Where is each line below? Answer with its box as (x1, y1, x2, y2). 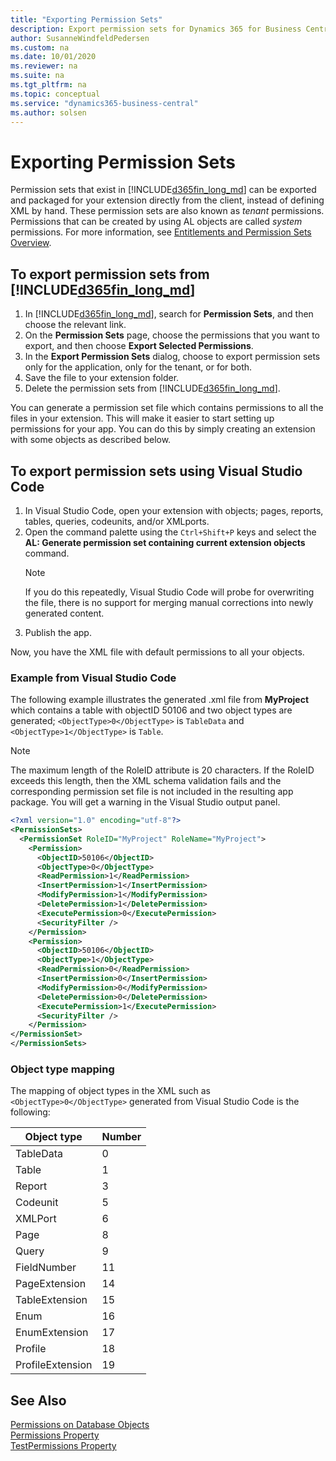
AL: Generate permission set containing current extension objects (24, 536, 306, 548)
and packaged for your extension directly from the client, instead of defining (10, 194, 325, 206)
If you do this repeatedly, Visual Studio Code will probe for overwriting (24, 586, 315, 598)
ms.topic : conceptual (10, 89, 101, 99)
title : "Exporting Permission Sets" (10, 14, 163, 25)
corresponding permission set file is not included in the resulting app (10, 786, 294, 798)
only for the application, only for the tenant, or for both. (24, 361, 253, 373)
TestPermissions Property (10, 1440, 117, 1452)
